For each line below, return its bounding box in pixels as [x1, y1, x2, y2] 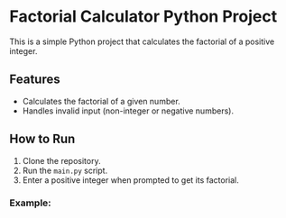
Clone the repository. [22, 155, 101, 166]
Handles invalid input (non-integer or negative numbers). [22, 105, 235, 116]
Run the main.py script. [22, 165, 108, 176]
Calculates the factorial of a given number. [22, 95, 180, 106]
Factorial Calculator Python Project [9, 6, 278, 27]
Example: [9, 196, 51, 209]
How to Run [9, 132, 76, 147]
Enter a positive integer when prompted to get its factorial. [22, 174, 239, 186]
